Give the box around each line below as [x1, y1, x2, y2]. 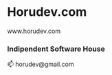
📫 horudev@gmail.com [7, 60, 74, 69]
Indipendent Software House [7, 44, 105, 54]
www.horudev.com [7, 27, 60, 35]
